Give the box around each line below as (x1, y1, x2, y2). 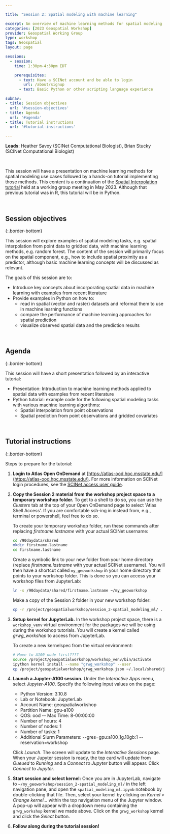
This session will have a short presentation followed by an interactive (5, 370, 150, 376)
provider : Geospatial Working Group (5, 31, 83, 36)
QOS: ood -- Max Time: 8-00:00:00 (20, 712, 95, 718)
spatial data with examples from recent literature (12, 391, 114, 397)
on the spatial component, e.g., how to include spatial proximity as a (5, 254, 148, 260)
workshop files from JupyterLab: (12, 578, 81, 585)
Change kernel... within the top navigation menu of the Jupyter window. (12, 797, 162, 803)
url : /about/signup (23, 82, 65, 87)
